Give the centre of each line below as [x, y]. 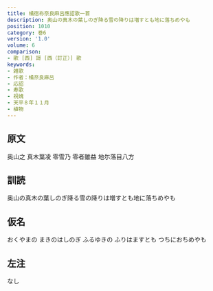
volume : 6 [21, 45]
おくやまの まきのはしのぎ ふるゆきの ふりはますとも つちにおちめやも [107, 240]
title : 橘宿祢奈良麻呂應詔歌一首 [49, 13]
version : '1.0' [29, 39]
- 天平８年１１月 [28, 103]
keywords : [21, 65]
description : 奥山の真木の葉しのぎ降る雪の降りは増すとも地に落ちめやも [99, 20]
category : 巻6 [27, 33]
